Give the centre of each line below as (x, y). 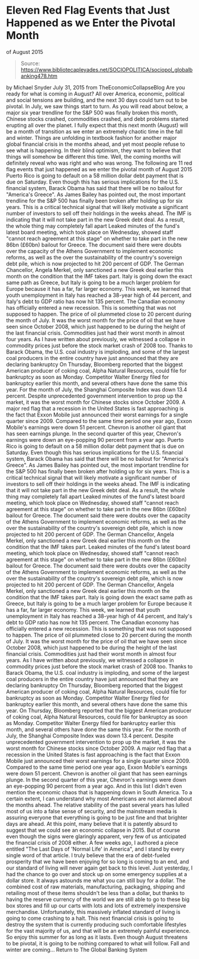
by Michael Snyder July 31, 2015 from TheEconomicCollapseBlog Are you (96, 87)
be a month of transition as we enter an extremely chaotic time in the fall (94, 131)
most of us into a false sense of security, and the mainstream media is (92, 811)
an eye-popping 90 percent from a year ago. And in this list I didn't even (94, 786)
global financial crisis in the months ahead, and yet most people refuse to (96, 144)
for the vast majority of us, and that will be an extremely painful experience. (98, 931)
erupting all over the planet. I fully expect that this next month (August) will (97, 125)
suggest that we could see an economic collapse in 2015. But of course (93, 830)
